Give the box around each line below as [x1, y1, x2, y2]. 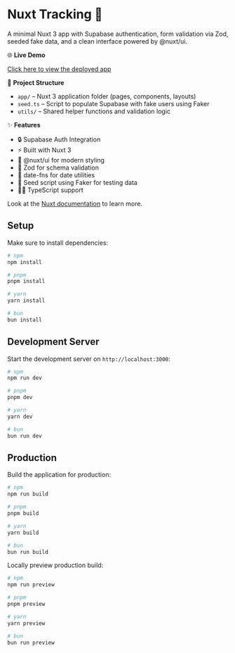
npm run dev [7, 374, 42, 382]
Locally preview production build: [7, 561, 104, 569]
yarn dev [7, 413, 33, 420]
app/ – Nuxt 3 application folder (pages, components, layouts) [17, 91, 196, 101]
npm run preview [7, 581, 55, 588]
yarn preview [7, 619, 46, 627]
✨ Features [7, 120, 41, 129]
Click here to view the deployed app [7, 65, 112, 73]
